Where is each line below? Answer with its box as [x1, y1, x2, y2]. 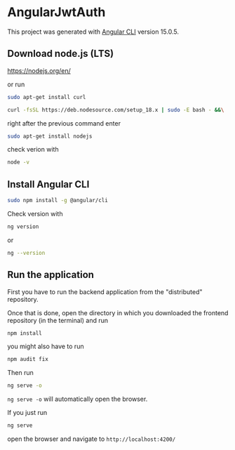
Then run [7, 369, 34, 377]
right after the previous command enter [7, 119, 121, 127]
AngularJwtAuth [7, 4, 106, 20]
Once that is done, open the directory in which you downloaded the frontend [7, 308, 229, 317]
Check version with [7, 209, 63, 218]
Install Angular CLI [7, 178, 90, 190]
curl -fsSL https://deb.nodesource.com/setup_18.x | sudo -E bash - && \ [7, 106, 224, 113]
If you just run [7, 409, 48, 417]
